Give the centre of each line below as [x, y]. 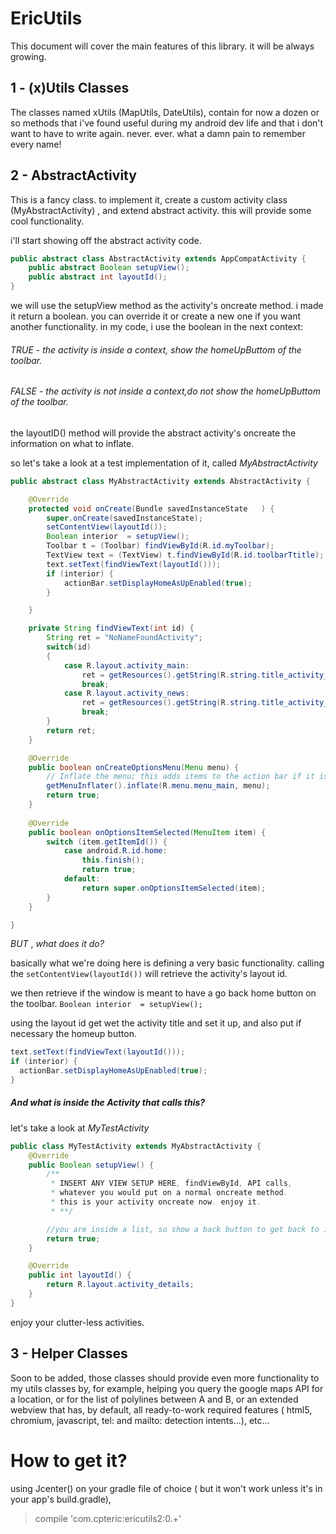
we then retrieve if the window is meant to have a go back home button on [163, 993]
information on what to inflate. [72, 443]
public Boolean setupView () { [91, 1165]
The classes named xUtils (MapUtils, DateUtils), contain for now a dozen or [165, 112]
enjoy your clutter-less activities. [77, 1322]
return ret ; [71, 730]
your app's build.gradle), [61, 1499]
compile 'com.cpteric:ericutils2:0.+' [108, 1518]
